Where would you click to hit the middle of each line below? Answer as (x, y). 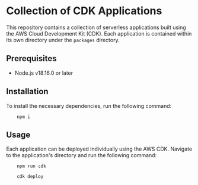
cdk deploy (30, 177)
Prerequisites (31, 58)
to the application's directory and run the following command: (82, 155)
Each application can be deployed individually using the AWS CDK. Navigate (99, 149)
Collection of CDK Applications (84, 11)
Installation (27, 92)
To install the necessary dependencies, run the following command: (89, 106)
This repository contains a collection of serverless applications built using (96, 27)
